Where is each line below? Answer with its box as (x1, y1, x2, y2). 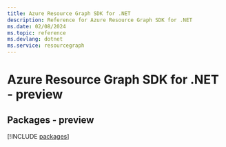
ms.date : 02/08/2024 (7, 23, 67, 30)
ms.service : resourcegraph (7, 42, 85, 49)
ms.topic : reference (7, 29, 67, 37)
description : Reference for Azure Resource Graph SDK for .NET (7, 17, 193, 23)
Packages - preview (7, 114, 94, 126)
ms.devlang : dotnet (7, 36, 63, 43)
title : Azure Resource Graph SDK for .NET (7, 10, 131, 17)
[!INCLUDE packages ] (7, 133, 70, 140)
